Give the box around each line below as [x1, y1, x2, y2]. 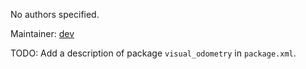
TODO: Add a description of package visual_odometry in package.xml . [10, 47, 297, 59]
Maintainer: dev [10, 28, 75, 39]
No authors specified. [10, 9, 100, 20]
